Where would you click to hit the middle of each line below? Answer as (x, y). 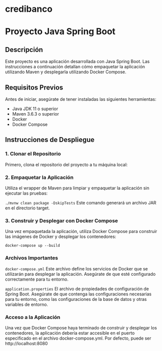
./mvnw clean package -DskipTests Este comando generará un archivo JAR (81, 203)
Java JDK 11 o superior (35, 109)
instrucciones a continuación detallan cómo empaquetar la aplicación (75, 67)
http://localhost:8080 (26, 343)
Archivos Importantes (32, 258)
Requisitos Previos (34, 87)
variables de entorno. (26, 304)
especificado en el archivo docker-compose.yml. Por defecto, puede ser (78, 338)
